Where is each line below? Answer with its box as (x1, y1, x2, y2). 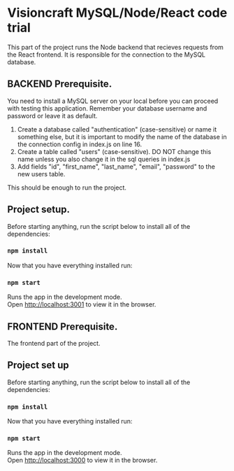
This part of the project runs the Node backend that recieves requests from (7, 43, 224, 51)
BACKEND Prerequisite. (7, 78, 112, 90)
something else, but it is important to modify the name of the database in (17, 132, 227, 141)
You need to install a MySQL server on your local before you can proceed (7, 97, 219, 105)
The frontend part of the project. (7, 339, 101, 347)
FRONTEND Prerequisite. (7, 321, 118, 332)
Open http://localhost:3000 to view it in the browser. (7, 456, 158, 465)
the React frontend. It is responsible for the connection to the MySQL (7, 50, 206, 59)
